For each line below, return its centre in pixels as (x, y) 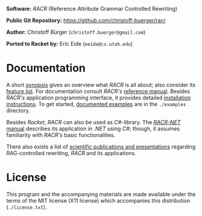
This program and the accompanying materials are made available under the (101, 194)
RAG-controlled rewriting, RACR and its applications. (71, 153)
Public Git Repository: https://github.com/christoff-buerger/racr (86, 20)
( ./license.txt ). (27, 207)
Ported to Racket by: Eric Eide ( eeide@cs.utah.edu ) (70, 44)
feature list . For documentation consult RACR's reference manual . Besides (98, 91)
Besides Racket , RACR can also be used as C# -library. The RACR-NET (93, 122)
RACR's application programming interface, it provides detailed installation (99, 97)
